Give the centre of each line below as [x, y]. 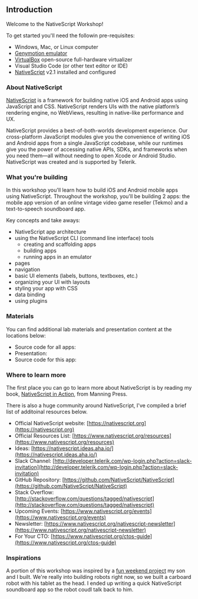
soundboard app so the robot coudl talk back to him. [70, 590]
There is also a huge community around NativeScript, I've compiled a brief [96, 405]
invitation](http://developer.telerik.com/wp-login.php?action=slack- [96, 467]
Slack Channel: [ [34, 461]
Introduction [29, 10]
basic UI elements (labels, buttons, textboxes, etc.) [76, 276]
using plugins [31, 301]
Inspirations [24, 558]
